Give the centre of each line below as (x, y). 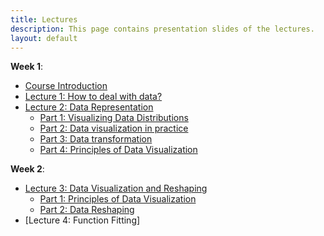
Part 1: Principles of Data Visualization (118, 199)
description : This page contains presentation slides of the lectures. (162, 29)
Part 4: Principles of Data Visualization (118, 150)
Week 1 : (27, 67)
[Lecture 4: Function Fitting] (82, 220)
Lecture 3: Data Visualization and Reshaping (116, 188)
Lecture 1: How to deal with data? (93, 97)
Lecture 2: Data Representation (89, 107)
